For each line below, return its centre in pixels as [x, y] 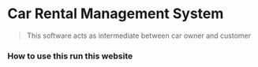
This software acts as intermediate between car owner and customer [139, 35]
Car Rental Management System [116, 14]
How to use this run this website [70, 56]
